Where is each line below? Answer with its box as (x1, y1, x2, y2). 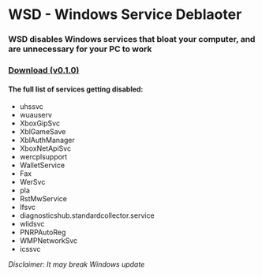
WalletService (19, 160, 65, 170)
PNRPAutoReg (19, 227, 66, 238)
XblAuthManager (19, 136, 75, 145)
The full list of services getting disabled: (8, 84, 144, 94)
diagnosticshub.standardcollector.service (19, 211, 155, 220)
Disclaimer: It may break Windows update (8, 260, 145, 269)
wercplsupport (19, 152, 68, 162)
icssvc (19, 245, 41, 254)
